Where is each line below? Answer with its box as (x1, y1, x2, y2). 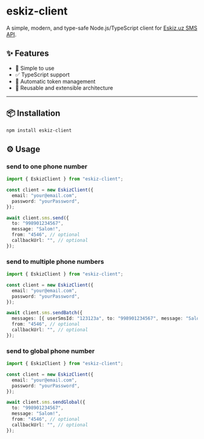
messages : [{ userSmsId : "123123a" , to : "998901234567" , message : (12, 315, 183, 322)
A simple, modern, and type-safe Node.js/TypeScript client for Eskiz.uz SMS (6, 24, 197, 32)
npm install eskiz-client (6, 127, 72, 133)
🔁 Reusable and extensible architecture (15, 84, 114, 92)
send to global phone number (6, 347, 95, 355)
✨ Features (6, 49, 49, 59)
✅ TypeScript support (15, 71, 70, 78)
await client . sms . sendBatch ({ (6, 310, 83, 316)
